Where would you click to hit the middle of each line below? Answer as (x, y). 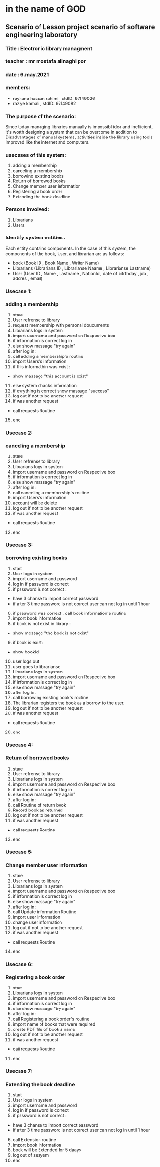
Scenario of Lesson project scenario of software (80, 27)
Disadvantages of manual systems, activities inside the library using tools (79, 137)
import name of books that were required (54, 1024)
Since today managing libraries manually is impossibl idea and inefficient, (79, 127)
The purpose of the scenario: (41, 116)
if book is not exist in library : (42, 624)
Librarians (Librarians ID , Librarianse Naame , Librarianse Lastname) (81, 268)
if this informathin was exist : (41, 367)
